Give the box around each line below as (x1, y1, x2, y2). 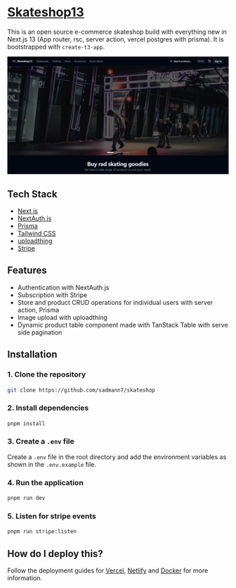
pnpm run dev (7, 494, 46, 502)
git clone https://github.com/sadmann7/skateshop (7, 387, 156, 394)
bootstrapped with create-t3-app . (7, 42, 105, 51)
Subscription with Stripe (17, 290, 88, 299)
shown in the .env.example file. (7, 460, 97, 468)
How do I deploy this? (7, 547, 103, 560)
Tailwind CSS (17, 230, 56, 237)
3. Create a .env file (7, 437, 75, 446)
